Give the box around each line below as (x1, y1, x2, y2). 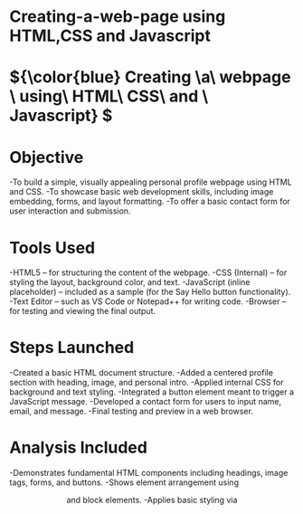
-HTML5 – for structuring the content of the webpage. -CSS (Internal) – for (9, 267, 288, 278)
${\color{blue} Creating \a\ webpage (9, 67, 291, 88)
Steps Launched (9, 338, 135, 358)
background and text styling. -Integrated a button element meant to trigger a (9, 386, 295, 397)
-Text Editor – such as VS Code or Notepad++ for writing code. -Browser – (9, 296, 287, 307)
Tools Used (9, 237, 96, 258)
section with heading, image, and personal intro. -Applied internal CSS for (9, 377, 284, 388)
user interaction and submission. (9, 205, 131, 216)
